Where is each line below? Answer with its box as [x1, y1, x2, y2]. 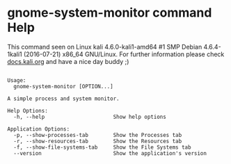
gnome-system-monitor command [7, 5, 212, 21]
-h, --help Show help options [13, 113, 167, 120]
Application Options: [7, 125, 70, 133]
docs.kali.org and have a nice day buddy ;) [7, 57, 129, 65]
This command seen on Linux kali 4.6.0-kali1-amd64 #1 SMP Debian [7, 42, 202, 51]
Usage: [7, 76, 26, 84]
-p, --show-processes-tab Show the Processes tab [13, 131, 182, 138]
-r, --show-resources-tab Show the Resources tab [13, 138, 182, 145]
